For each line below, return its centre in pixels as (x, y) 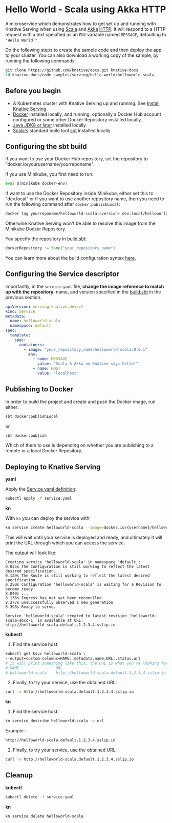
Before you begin (33, 91)
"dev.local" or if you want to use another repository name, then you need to (85, 199)
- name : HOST (46, 369)
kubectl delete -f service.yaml (40, 797)
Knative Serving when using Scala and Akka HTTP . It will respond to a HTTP (85, 29)
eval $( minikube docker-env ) (36, 184)
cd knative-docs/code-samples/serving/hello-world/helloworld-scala (80, 75)
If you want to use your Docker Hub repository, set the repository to (77, 159)
